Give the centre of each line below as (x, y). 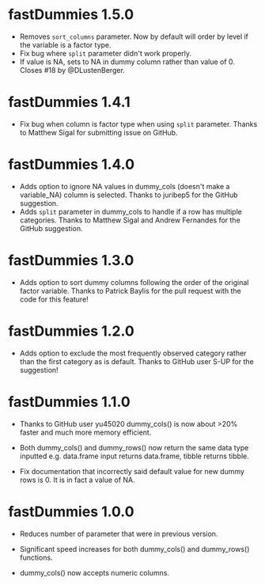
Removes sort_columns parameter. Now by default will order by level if (134, 36)
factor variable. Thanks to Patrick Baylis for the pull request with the (130, 291)
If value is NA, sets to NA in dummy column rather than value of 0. (127, 62)
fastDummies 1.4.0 (72, 165)
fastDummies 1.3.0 (71, 260)
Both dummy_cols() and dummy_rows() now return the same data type (134, 447)
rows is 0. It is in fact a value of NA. (78, 480)
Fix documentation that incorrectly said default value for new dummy (132, 471)
